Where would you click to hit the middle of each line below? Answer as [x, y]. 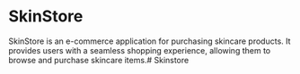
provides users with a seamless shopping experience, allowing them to [140, 50]
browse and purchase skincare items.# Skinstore [99, 60]
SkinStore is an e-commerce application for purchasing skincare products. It [150, 41]
